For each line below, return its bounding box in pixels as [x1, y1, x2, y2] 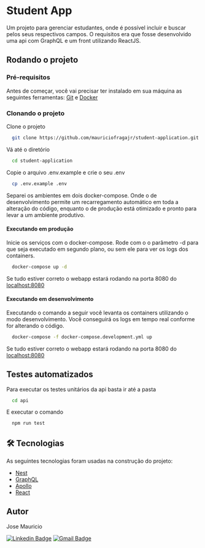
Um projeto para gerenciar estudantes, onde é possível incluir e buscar [6, 24, 186, 31]
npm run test [12, 421, 45, 427]
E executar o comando [6, 408, 63, 416]
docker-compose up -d [12, 264, 68, 270]
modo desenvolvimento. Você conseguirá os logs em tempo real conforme [6, 315, 195, 322]
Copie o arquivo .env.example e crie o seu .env [6, 169, 125, 176]
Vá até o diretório [6, 145, 50, 153]
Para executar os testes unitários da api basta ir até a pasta [6, 386, 157, 393]
